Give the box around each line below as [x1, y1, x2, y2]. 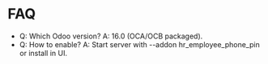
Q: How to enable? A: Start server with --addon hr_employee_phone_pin [19, 39, 260, 49]
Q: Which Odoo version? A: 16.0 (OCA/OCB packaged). [19, 31, 203, 41]
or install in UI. [19, 48, 68, 58]
